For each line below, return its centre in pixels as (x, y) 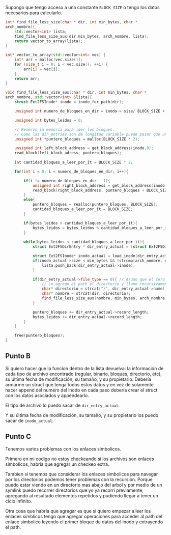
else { (30, 200)
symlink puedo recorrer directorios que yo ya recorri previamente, (75, 490)
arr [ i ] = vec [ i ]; (42, 69)
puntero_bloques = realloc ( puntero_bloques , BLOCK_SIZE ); (95, 205)
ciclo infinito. (19, 501)
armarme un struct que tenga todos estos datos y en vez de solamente (79, 384)
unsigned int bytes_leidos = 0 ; (49, 120)
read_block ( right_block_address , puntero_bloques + (88, 190)
